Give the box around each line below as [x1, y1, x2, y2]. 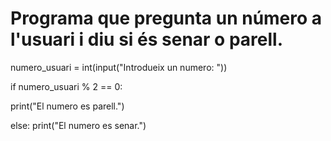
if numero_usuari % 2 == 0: [10, 80, 123, 92]
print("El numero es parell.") [10, 100, 125, 112]
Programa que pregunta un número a [10, 7, 323, 30]
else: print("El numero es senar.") [10, 119, 147, 131]
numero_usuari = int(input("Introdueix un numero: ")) [10, 61, 228, 73]
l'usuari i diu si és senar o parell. [10, 28, 284, 51]
